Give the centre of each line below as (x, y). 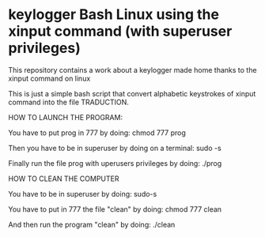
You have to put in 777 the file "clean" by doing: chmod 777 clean (115, 209)
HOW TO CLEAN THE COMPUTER (64, 179)
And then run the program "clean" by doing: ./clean (92, 224)
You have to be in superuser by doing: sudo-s (83, 194)
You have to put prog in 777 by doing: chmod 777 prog (97, 133)
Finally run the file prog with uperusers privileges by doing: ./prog (115, 163)
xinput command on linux (49, 78)
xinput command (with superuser (120, 31)
